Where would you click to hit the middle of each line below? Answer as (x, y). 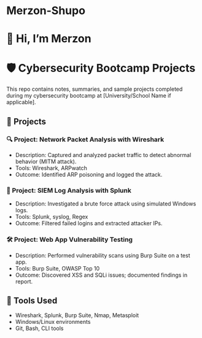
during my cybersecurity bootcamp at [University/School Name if (89, 96)
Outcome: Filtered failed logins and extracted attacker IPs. (89, 223)
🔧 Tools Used (32, 300)
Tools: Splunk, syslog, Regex (52, 217)
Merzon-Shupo (46, 11)
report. (24, 281)
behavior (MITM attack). (46, 161)
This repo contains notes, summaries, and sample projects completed (95, 89)
